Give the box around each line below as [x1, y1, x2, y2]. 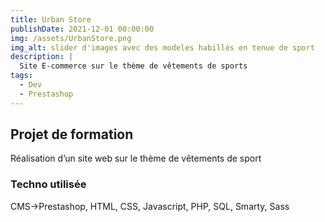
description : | [10, 52, 74, 62]
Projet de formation [10, 126, 134, 143]
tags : [10, 71, 33, 81]
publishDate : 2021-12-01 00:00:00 [10, 24, 155, 34]
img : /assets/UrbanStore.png [10, 33, 132, 43]
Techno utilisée [10, 177, 87, 191]
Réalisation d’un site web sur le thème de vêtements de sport [10, 152, 262, 165]
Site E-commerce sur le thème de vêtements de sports [19, 61, 248, 71]
